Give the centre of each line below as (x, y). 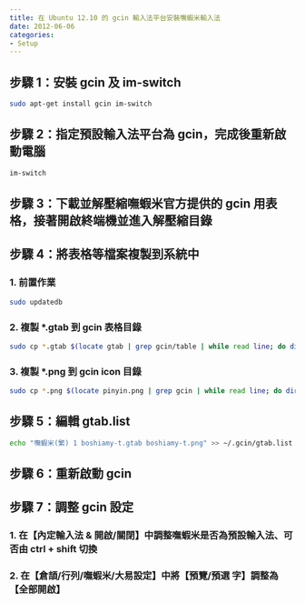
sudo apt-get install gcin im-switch (81, 104)
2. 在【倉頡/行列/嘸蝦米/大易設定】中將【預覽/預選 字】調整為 (144, 576)
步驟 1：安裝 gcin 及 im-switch (95, 82)
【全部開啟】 (38, 589)
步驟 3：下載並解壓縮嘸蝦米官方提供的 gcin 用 (138, 204)
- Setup (24, 43)
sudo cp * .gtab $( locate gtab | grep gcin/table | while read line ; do (148, 347)
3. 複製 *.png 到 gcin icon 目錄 (76, 371)
